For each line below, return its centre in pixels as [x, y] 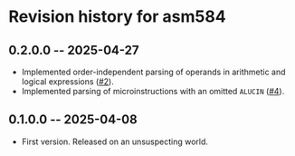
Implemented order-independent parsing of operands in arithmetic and [153, 72]
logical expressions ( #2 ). [67, 82]
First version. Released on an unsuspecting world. [115, 141]
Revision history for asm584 [118, 17]
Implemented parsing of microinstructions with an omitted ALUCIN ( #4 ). [153, 91]
